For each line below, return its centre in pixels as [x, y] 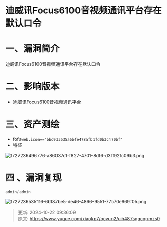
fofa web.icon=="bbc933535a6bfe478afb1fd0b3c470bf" [68, 139]
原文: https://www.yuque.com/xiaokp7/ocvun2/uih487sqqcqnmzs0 [89, 218]
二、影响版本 [33, 87]
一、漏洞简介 [33, 49]
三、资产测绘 [33, 125]
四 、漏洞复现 [33, 178]
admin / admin [18, 192]
